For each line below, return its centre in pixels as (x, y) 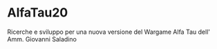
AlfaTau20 (38, 13)
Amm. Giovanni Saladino (42, 39)
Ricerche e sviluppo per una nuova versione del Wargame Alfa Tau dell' (109, 32)
